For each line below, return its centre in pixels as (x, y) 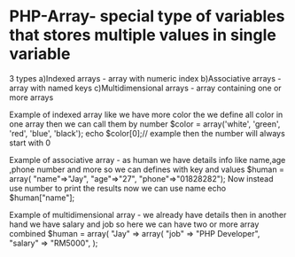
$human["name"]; (42, 198)
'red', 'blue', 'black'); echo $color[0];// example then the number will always (147, 133)
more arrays (31, 97)
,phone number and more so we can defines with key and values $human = (147, 169)
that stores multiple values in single (143, 35)
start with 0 (30, 143)
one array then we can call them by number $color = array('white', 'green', (145, 124)
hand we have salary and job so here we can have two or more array (134, 224)
